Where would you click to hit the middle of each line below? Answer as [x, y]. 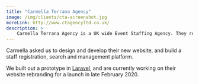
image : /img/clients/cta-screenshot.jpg [57, 17]
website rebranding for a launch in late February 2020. [73, 75]
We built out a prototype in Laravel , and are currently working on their [91, 68]
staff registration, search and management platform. [70, 57]
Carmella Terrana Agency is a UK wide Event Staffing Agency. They [102, 34]
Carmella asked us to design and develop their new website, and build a [94, 50]
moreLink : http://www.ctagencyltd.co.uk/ [58, 22]
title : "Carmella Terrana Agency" [49, 12]
